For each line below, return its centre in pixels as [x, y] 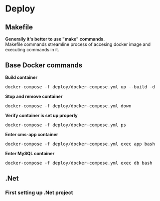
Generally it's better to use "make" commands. [55, 39]
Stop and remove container [34, 96]
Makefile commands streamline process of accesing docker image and [78, 44]
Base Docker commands [44, 65]
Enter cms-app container [32, 134]
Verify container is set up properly [42, 115]
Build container [21, 77]
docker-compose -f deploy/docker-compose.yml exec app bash [80, 144]
